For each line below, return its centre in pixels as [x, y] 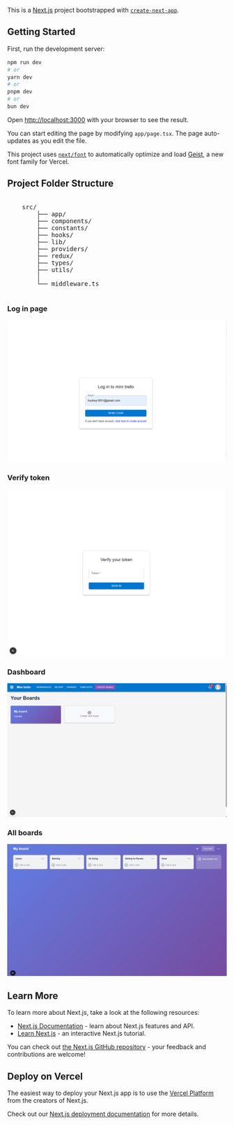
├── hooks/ [55, 235]
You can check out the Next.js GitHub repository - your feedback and [107, 1047]
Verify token [29, 477]
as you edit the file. [60, 140]
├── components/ [64, 221]
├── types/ [55, 263]
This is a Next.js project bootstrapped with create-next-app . [93, 10]
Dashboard [26, 672]
